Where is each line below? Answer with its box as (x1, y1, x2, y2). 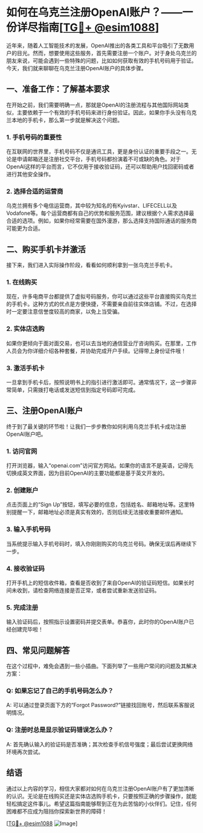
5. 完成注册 (6, 603, 39, 611)
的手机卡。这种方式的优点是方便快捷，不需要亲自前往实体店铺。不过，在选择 (6, 300, 197, 308)
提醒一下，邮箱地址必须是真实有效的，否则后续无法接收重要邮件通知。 (11, 509, 186, 516)
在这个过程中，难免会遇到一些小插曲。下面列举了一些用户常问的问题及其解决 (6, 662, 197, 670)
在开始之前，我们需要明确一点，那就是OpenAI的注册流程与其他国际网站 (6, 101, 184, 108)
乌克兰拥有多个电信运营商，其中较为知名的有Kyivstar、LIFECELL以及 (6, 202, 177, 209)
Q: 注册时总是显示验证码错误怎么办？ (6, 726, 114, 734)
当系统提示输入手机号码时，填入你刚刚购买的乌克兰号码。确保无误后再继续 (6, 540, 192, 547)
